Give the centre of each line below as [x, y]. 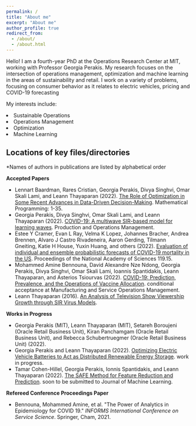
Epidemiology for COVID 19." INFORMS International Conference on [96, 411]
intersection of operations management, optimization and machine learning [97, 74]
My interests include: [31, 104]
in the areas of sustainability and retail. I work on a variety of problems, [92, 80]
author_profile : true [33, 28]
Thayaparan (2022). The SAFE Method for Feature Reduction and [94, 375]
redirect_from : [25, 34]
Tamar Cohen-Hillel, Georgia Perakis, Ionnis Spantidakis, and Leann [97, 369]
